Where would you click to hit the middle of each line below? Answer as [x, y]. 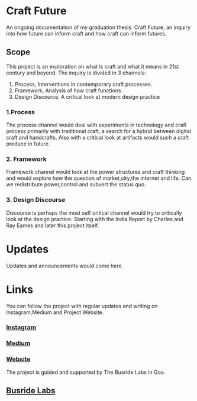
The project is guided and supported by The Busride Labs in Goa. [86, 372]
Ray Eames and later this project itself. [53, 225]
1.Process [21, 112]
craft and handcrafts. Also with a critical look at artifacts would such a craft [98, 138]
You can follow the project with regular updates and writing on [82, 306]
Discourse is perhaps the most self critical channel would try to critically [94, 213]
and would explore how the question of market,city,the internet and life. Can [99, 178]
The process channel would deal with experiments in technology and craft [96, 125]
